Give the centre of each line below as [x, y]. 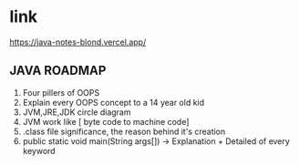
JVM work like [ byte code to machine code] [106, 121]
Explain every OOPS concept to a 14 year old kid [113, 102]
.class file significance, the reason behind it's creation [124, 131]
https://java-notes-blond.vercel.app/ [78, 42]
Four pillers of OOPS [61, 92]
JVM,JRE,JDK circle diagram [77, 112]
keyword [39, 150]
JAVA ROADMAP [58, 71]
